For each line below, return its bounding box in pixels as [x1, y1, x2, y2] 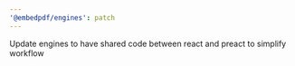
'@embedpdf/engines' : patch [9, 13, 116, 23]
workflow [9, 47, 44, 59]
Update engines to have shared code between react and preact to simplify [9, 38, 287, 49]
